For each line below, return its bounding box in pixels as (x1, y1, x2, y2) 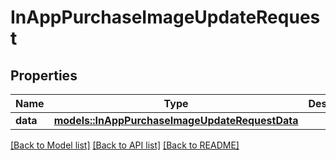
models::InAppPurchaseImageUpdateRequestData (53, 114, 299, 127)
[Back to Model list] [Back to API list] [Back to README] (10, 139, 240, 151)
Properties (10, 67, 78, 84)
